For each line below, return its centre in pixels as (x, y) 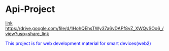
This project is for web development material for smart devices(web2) (78, 43)
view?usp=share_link (27, 33)
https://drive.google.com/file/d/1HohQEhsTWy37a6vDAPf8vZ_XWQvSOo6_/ (84, 28)
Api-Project (30, 9)
